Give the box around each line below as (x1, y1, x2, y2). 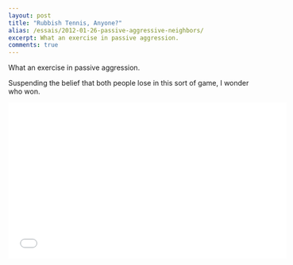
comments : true (8, 41, 59, 49)
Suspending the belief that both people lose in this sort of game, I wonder (8, 79, 249, 88)
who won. (8, 86, 40, 96)
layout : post (8, 11, 52, 20)
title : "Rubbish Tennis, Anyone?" (8, 19, 123, 27)
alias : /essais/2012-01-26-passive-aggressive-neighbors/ (8, 26, 204, 34)
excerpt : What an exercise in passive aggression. (8, 33, 179, 42)
